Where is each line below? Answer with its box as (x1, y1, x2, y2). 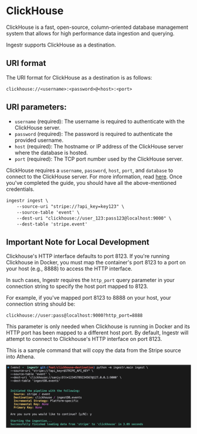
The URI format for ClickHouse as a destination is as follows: (6, 74, 152, 81)
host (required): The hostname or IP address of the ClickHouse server (14, 143, 184, 150)
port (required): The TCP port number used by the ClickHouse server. (14, 155, 184, 163)
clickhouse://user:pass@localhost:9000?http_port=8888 (6, 313, 143, 319)
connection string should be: (6, 300, 76, 307)
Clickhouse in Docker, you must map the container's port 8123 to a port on (6, 259, 186, 266)
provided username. (14, 137, 63, 144)
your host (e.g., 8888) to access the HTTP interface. (6, 265, 133, 272)
